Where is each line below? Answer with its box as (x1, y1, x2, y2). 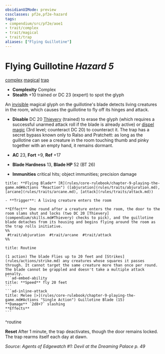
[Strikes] (104, 254, 125, 259)
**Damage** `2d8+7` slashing (5, 302, 65, 307)
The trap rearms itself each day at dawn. (5, 334, 88, 340)
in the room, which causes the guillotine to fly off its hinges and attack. (5, 107, 149, 113)
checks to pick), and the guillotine (76, 215, 154, 220)
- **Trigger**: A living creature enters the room (5, 198, 112, 203)
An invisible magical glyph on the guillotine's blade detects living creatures (5, 101, 157, 107)
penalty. (5, 271, 23, 276)
